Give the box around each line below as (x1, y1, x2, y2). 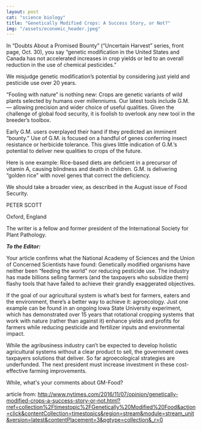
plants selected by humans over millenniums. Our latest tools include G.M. (6, 97, 190, 105)
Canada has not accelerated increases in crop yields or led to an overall (6, 55, 184, 62)
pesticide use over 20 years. (6, 79, 77, 87)
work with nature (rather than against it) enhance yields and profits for (6, 317, 180, 325)
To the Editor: (6, 243, 41, 250)
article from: (6, 390, 37, 398)
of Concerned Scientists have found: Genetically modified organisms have (6, 261, 191, 268)
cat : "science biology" (6, 14, 66, 20)
